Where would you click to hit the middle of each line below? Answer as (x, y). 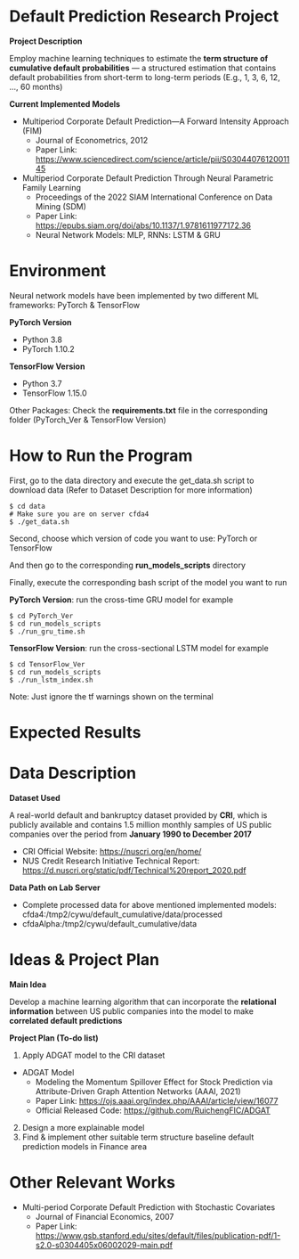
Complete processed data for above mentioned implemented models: (149, 904)
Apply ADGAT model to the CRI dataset (93, 1055)
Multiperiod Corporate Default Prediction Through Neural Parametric (148, 178)
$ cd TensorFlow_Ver (48, 664)
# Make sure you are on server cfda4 (79, 514)
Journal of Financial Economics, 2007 (105, 1216)
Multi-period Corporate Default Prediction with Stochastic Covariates (149, 1207)
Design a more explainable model (83, 1127)
